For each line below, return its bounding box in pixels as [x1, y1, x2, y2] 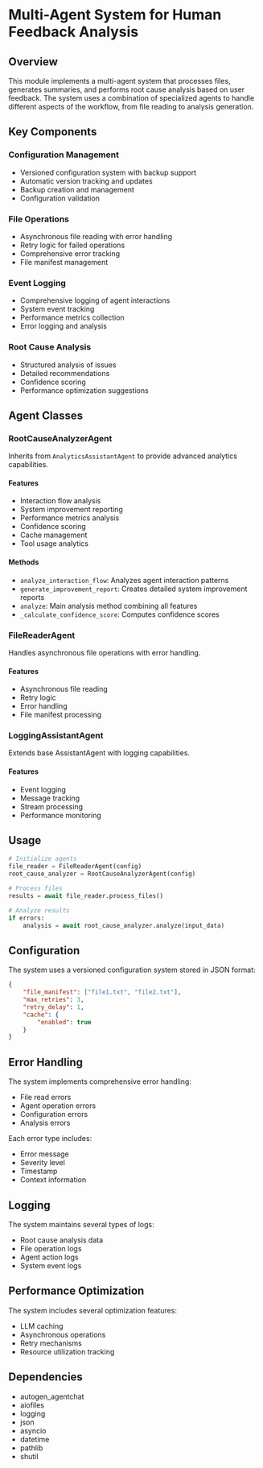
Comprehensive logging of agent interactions [19, 296, 171, 305]
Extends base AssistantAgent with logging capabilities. [8, 748, 191, 758]
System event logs [19, 1260, 82, 1270]
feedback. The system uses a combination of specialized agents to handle [8, 93, 255, 102]
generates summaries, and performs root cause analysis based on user [8, 85, 245, 94]
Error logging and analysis [19, 321, 107, 331]
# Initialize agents [8, 855, 78, 863]
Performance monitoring [19, 810, 102, 820]
